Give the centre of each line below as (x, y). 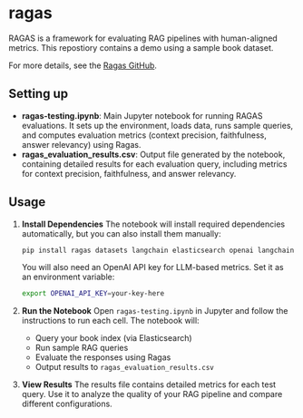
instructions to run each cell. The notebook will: (111, 321)
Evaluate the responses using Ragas (103, 357)
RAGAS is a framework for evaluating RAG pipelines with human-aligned (143, 38)
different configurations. (67, 404)
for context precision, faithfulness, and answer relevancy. (129, 173)
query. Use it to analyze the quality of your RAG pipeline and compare (152, 394)
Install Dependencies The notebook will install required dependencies (153, 224)
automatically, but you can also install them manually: (121, 233)
